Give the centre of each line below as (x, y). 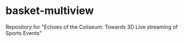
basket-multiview (50, 11)
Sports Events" (24, 33)
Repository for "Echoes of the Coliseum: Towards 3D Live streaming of (92, 27)
